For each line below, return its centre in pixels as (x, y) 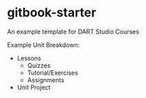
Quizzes (39, 65)
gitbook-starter (52, 13)
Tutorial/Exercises (53, 73)
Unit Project (34, 87)
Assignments (46, 79)
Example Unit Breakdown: (44, 45)
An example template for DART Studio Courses (73, 32)
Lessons (29, 58)
